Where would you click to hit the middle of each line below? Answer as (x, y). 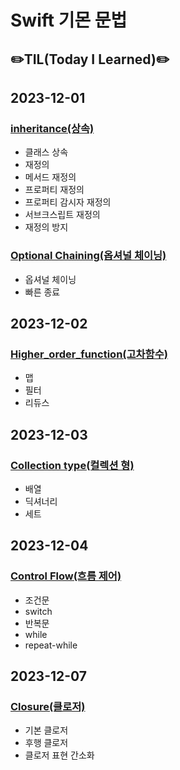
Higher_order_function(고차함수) (89, 354)
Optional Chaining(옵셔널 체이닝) (88, 256)
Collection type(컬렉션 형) (72, 465)
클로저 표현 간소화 (59, 755)
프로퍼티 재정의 (54, 190)
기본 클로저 (46, 730)
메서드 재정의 (50, 177)
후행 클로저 (46, 743)
